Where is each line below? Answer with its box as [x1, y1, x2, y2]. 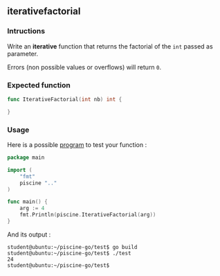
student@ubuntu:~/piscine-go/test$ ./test [7, 250, 131, 257]
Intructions [7, 26, 46, 36]
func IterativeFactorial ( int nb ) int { [7, 96, 122, 103]
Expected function [7, 80, 71, 89]
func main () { [7, 198, 48, 205]
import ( [7, 166, 33, 173]
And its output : [7, 230, 51, 239]
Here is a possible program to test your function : [7, 141, 147, 149]
